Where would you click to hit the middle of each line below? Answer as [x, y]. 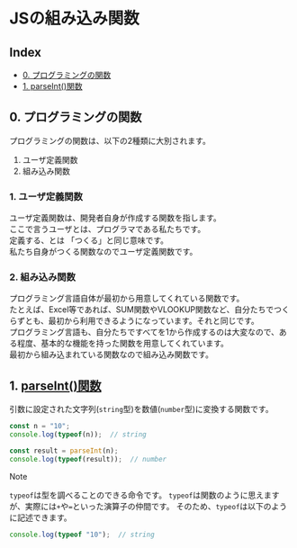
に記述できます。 [40, 517]
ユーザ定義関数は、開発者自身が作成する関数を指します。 [116, 218]
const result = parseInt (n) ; [64, 451]
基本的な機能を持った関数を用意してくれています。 [135, 344]
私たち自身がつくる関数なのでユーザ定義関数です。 [103, 252]
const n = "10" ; [40, 427]
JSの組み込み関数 [74, 18]
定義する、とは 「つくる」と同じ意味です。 [89, 240]
